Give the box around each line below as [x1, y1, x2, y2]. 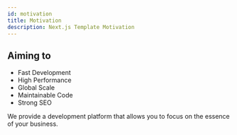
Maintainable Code [17, 91, 73, 100]
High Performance [17, 76, 72, 85]
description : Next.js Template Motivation [7, 23, 135, 30]
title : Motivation [7, 17, 62, 24]
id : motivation [7, 10, 53, 18]
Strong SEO [17, 98, 52, 107]
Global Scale [17, 83, 55, 92]
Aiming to [7, 49, 51, 61]
